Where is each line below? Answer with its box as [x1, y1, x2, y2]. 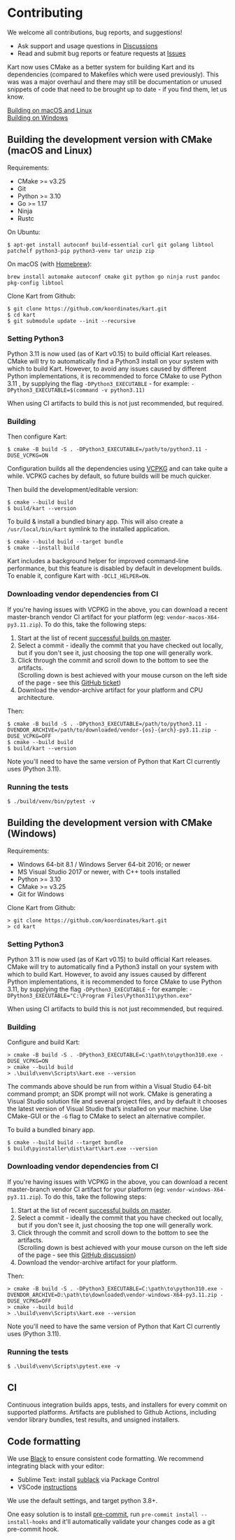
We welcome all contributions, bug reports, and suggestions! [7, 28, 183, 36]
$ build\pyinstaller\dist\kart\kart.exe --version [7, 1146, 158, 1153]
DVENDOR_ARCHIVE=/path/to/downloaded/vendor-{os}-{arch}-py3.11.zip [7, 727, 211, 734]
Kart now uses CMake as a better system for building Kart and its [7, 62, 194, 71]
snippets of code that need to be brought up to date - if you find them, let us [7, 85, 227, 93]
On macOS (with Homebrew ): [7, 259, 92, 268]
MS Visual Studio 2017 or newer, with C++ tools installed [17, 867, 180, 876]
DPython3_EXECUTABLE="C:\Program [7, 993, 105, 1000]
